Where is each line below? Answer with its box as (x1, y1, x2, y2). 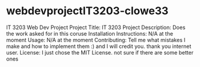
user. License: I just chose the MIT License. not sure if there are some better (6, 49, 194, 56)
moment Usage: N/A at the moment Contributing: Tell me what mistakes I (6, 36, 186, 43)
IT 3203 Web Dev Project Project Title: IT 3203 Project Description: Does (6, 24, 186, 31)
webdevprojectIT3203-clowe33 (6, 4, 169, 18)
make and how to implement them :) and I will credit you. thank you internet (6, 43, 192, 50)
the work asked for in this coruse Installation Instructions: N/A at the (6, 30, 173, 37)
